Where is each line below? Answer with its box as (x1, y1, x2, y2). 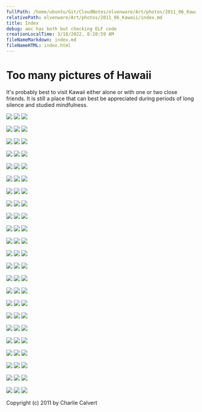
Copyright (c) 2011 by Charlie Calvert (6, 399, 97, 406)
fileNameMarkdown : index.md (6, 37, 77, 43)
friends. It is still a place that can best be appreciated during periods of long (6, 95, 194, 102)
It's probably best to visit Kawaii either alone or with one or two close (6, 88, 177, 95)
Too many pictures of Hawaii (6, 69, 152, 82)
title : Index (6, 20, 39, 26)
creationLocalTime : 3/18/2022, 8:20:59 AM (6, 31, 114, 37)
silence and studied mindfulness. (6, 101, 88, 109)
